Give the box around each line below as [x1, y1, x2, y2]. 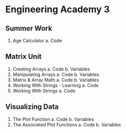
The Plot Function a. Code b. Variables [12, 116, 94, 122]
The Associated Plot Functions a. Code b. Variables [12, 121, 121, 127]
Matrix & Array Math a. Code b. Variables [12, 77, 99, 83]
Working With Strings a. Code [12, 87, 76, 94]
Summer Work [5, 24, 52, 33]
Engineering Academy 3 [5, 4, 110, 15]
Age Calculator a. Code [12, 37, 62, 43]
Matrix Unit [5, 52, 42, 61]
